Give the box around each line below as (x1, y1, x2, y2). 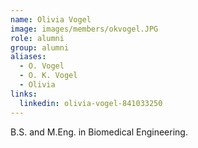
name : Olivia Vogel (10, 14, 92, 25)
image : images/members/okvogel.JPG (10, 24, 159, 34)
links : (10, 89, 38, 99)
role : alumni (10, 33, 65, 43)
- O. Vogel (19, 61, 65, 71)
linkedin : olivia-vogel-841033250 (19, 98, 163, 108)
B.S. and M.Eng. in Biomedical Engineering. (10, 126, 188, 138)
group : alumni (10, 42, 70, 53)
